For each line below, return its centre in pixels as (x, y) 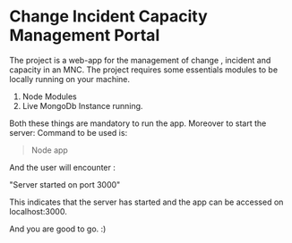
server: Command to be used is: (69, 132)
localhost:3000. (38, 211)
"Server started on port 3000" (65, 184)
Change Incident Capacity (108, 17)
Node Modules (50, 96)
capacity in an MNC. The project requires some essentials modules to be (144, 70)
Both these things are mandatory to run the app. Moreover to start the (138, 123)
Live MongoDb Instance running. (82, 105)
